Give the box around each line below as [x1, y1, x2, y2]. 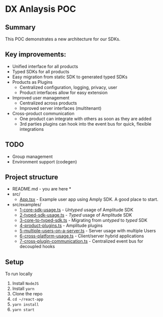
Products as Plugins [12, 79, 53, 85]
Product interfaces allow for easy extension [19, 90, 108, 95]
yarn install [12, 302, 39, 307]
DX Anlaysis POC [5, 3, 76, 15]
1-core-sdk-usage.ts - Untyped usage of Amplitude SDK [19, 207, 134, 213]
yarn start [12, 308, 35, 313]
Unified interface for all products [12, 63, 79, 69]
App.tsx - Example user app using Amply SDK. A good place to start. [19, 196, 159, 202]
